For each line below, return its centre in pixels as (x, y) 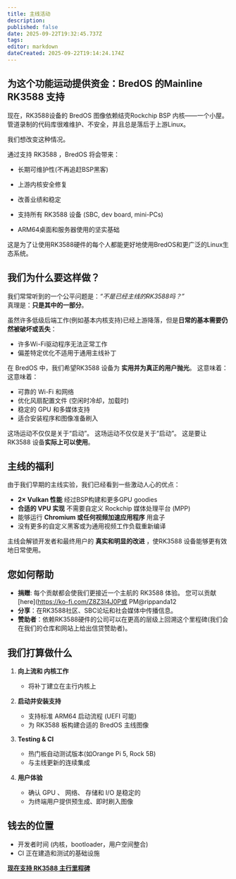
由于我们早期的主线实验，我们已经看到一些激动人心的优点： (94, 484)
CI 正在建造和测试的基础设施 (58, 853)
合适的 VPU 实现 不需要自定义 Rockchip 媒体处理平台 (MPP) (104, 508)
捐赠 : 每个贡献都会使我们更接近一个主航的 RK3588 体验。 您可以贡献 (117, 593)
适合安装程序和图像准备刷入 (58, 418)
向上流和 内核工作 (43, 671)
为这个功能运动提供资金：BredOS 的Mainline (105, 84)
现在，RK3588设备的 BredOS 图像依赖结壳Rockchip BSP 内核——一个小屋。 (118, 115)
